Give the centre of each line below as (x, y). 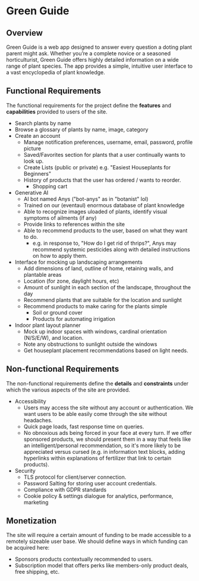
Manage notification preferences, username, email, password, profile (108, 142)
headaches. (38, 420)
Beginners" (37, 173)
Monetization (31, 521)
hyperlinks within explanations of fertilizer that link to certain (97, 458)
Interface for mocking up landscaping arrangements (78, 262)
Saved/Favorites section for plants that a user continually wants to (105, 154)
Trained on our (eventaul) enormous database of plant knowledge (104, 205)
